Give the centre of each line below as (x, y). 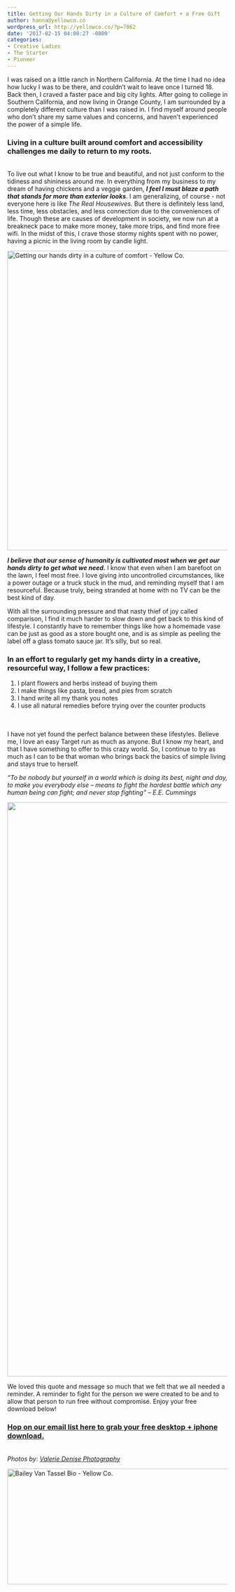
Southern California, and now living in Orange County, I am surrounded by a (116, 102)
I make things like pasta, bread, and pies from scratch (95, 691)
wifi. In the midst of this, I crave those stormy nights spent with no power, (113, 234)
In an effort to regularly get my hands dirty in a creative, (104, 659)
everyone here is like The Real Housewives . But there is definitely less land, (116, 204)
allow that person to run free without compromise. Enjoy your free (102, 1402)
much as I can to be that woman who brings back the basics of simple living (116, 757)
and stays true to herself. (43, 764)
